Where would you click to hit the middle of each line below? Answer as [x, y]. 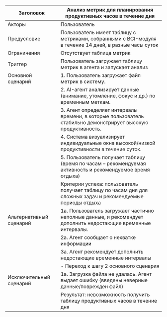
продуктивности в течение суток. [101, 149]
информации [76, 244]
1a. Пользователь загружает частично [107, 211]
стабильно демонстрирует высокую [104, 122]
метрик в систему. [83, 81]
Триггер [17, 64]
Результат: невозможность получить [105, 294]
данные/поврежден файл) [92, 286]
